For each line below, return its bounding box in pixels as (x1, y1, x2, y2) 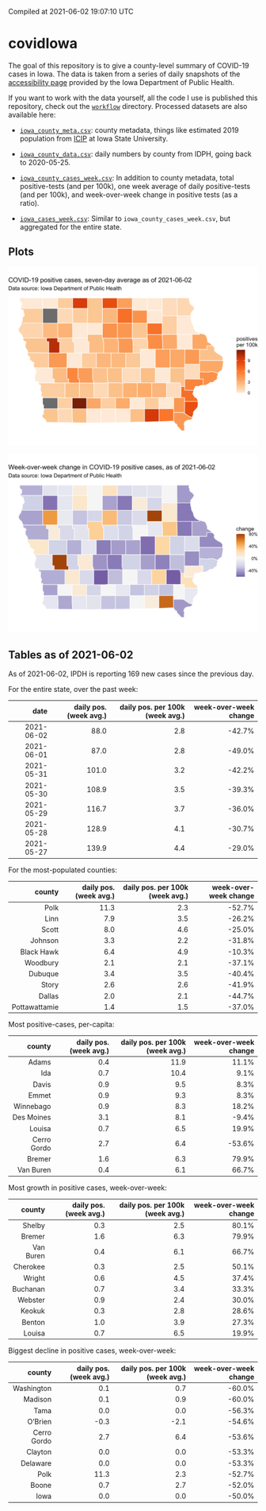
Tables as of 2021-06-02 (8, 647, 134, 662)
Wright (23, 1273, 46, 1282)
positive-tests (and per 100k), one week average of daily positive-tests (19, 181, 251, 191)
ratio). (19, 198, 40, 207)
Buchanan (12, 1284, 46, 1293)
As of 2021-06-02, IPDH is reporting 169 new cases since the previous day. (8, 669, 254, 678)
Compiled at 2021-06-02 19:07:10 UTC (8, 7, 134, 16)
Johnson (30, 936, 59, 945)
